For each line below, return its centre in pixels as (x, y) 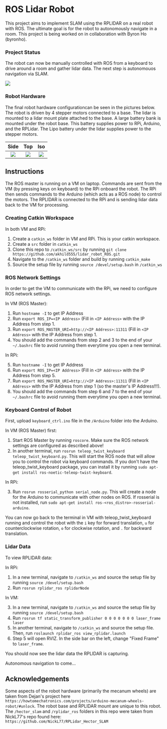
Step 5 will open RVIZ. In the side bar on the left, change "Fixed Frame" (85, 638)
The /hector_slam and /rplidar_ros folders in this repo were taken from (79, 711)
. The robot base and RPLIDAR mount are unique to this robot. (98, 706)
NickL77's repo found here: (33, 717)
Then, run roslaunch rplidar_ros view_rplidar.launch (69, 633)
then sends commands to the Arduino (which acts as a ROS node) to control (83, 194)
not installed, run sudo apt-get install (53, 503)
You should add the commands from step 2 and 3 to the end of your (82, 340)
